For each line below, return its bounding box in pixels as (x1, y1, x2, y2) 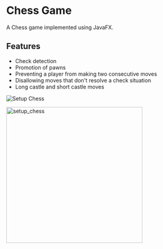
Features (6, 41, 41, 51)
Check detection (15, 57, 57, 64)
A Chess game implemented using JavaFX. (6, 24, 114, 31)
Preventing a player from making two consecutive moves (15, 70, 158, 78)
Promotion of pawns (15, 64, 66, 71)
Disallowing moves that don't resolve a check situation (15, 76, 151, 84)
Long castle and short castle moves (15, 83, 105, 90)
